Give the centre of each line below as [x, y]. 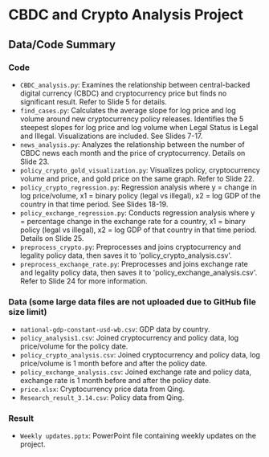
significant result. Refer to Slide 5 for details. [93, 101]
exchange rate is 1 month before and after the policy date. [115, 381]
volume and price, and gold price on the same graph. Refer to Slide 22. [137, 178]
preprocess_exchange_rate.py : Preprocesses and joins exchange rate [134, 263]
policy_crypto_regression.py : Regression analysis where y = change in [138, 187]
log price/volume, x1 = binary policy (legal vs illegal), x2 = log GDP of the [140, 195]
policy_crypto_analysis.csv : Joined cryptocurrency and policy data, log [140, 355]
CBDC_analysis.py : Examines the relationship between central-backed [135, 84]
